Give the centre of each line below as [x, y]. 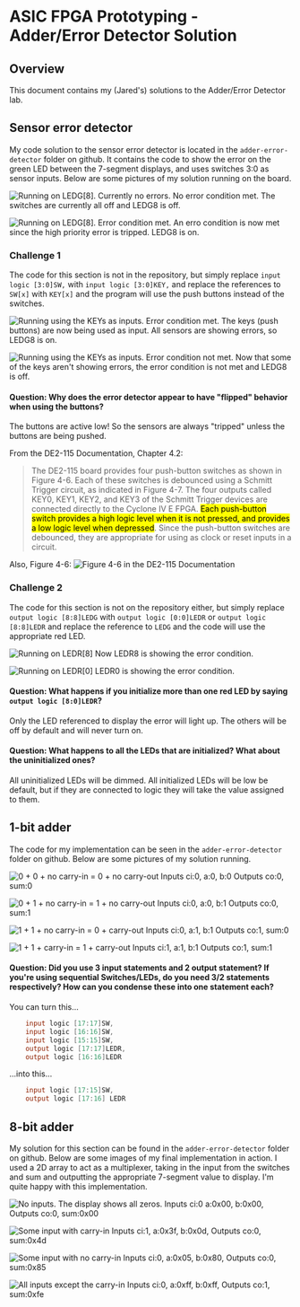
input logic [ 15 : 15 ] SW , [70, 1040]
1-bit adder [40, 828]
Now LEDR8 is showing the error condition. [174, 653]
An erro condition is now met [227, 223]
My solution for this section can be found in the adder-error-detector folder [149, 1148]
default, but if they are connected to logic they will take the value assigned [147, 790]
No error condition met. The [224, 196]
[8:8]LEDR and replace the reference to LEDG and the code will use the [137, 627]
